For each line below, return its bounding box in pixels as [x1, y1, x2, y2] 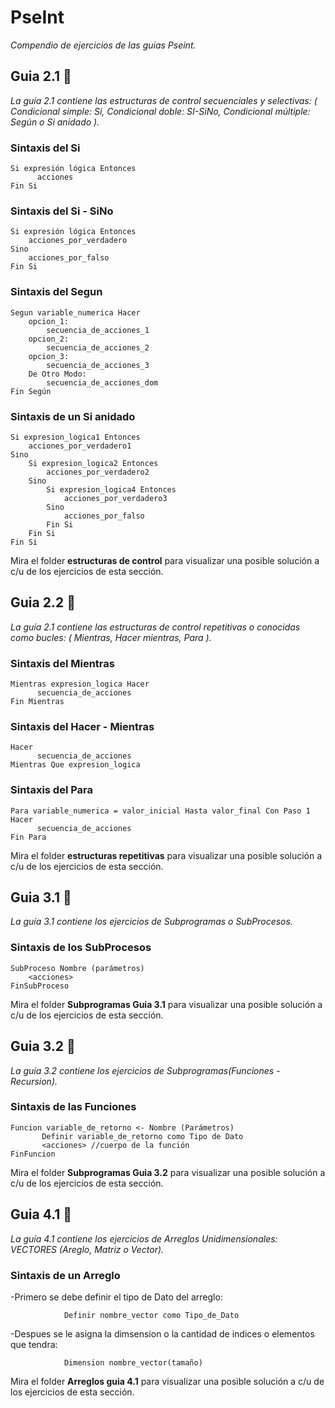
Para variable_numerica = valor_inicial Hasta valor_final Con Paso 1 [10, 806, 311, 816]
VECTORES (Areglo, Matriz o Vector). [10, 1243, 165, 1255]
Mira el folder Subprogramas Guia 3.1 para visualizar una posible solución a [10, 998, 323, 1010]
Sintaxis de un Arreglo [10, 1268, 121, 1282]
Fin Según [10, 386, 52, 396]
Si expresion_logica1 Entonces [10, 432, 141, 442]
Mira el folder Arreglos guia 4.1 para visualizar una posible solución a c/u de [10, 1375, 325, 1387]
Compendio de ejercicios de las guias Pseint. [10, 39, 197, 51]
